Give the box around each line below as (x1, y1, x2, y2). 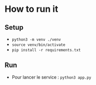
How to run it (4, 3, 58, 15)
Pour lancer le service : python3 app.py (11, 74, 92, 80)
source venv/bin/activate (11, 42, 65, 47)
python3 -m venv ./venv (11, 37, 61, 42)
